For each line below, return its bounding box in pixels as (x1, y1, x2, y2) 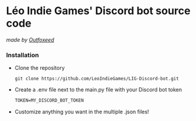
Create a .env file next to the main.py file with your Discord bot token (14, 86, 182, 93)
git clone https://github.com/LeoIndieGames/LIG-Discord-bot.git (14, 76, 179, 82)
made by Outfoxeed (6, 36, 54, 43)
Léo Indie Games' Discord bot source (6, 4, 191, 18)
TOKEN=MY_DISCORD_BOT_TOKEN (14, 97, 84, 104)
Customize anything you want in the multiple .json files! (14, 108, 149, 116)
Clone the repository (14, 64, 65, 71)
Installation (6, 51, 40, 59)
